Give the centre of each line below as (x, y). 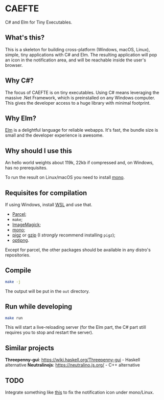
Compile (18, 271)
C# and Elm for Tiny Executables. (39, 22)
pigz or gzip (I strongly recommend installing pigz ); (64, 235)
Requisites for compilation (46, 193)
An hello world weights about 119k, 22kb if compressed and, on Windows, (80, 163)
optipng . (21, 240)
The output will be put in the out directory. (47, 291)
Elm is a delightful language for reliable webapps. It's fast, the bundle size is (82, 130)
